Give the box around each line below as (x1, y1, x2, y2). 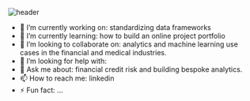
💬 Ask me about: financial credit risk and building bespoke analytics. (19, 65, 243, 74)
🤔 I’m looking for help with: (19, 56, 107, 65)
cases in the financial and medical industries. (19, 48, 168, 57)
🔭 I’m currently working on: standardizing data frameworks (19, 23, 211, 32)
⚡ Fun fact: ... (19, 85, 63, 95)
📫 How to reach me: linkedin (19, 73, 115, 83)
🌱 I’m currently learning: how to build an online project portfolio (19, 32, 225, 40)
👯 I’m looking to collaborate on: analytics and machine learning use (19, 39, 239, 49)
